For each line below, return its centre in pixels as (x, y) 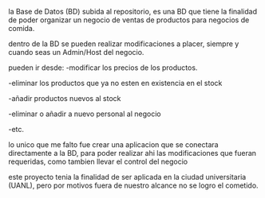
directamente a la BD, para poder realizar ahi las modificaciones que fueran (132, 153)
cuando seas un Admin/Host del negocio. (76, 52)
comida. (22, 28)
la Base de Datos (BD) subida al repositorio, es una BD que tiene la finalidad (133, 12)
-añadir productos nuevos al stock (65, 98)
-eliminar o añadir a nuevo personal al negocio (85, 114)
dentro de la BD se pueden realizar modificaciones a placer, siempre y (124, 44)
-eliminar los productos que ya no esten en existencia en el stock (115, 83)
